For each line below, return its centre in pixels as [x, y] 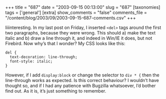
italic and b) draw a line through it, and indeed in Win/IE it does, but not [79, 38]
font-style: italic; [31, 61]
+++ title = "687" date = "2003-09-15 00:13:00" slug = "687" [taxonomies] [83, 7]
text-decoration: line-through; [44, 57]
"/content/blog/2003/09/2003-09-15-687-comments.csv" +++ [71, 18]
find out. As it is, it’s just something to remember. [56, 91]
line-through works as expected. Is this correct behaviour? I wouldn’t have [82, 80]
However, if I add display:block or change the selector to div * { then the [82, 75]
